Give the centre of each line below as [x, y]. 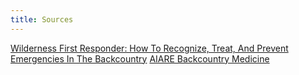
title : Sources [42, 19]
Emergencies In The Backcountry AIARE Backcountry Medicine [140, 58]
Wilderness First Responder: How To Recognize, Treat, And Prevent [149, 48]
